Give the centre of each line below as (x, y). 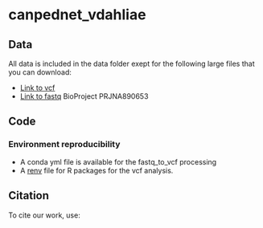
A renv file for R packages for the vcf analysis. (97, 170)
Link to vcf (37, 88)
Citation (29, 195)
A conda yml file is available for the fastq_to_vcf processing (118, 161)
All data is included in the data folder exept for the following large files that (131, 63)
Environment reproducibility (64, 145)
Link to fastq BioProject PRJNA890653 (84, 96)
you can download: (40, 72)
